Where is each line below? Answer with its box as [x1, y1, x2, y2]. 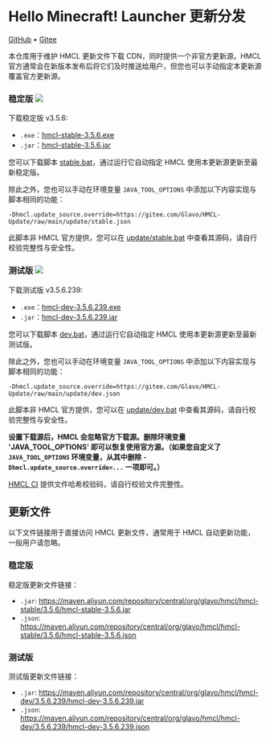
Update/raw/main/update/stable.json [8, 218, 131, 226]
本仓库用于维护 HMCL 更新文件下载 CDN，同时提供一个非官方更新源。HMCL [8, 51, 262, 60]
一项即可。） [125, 462, 165, 472]
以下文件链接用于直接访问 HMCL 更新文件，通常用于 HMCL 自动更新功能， [8, 528, 256, 538]
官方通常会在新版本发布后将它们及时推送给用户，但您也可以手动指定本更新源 [8, 61, 262, 71]
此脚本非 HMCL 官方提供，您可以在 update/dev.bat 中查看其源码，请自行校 [8, 404, 256, 415]
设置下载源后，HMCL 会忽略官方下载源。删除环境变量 [8, 431, 186, 441]
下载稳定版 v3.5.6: [8, 114, 68, 123]
